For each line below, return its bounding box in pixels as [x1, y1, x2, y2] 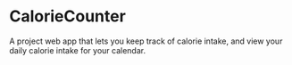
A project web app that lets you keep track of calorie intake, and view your [9, 36, 283, 46]
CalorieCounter [9, 6, 127, 27]
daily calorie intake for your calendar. [9, 45, 146, 55]
